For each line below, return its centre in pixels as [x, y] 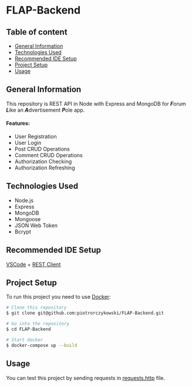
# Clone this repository [36, 308]
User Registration [36, 136]
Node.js [24, 200]
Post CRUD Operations [42, 149]
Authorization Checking [43, 162]
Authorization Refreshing [45, 168]
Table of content [37, 32]
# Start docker [25, 340]
